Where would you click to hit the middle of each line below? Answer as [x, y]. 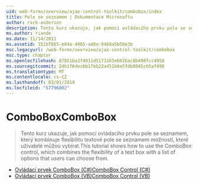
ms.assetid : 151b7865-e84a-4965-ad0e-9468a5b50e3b [70, 45]
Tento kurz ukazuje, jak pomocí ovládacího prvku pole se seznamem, [104, 133]
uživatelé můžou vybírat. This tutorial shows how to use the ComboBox [106, 146]
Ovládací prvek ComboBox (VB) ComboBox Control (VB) [82, 176]
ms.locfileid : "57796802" [38, 88]
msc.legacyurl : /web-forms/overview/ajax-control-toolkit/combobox [91, 50]
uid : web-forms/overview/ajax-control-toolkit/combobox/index [84, 11]
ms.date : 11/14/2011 [32, 39]
